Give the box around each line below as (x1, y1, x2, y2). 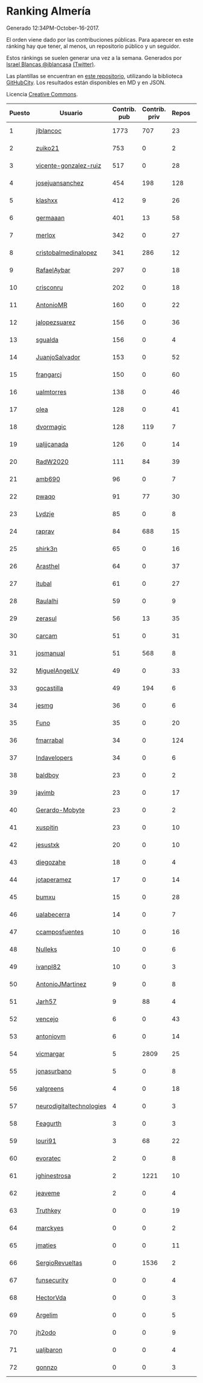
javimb (36, 788, 55, 797)
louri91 (36, 1136, 57, 1145)
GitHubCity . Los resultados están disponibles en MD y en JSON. (6, 79, 166, 86)
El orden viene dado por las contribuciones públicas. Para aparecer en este (6, 36, 194, 43)
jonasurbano (36, 1067, 72, 1075)
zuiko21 (36, 144, 59, 152)
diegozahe (36, 858, 66, 866)
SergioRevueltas (36, 1258, 83, 1267)
